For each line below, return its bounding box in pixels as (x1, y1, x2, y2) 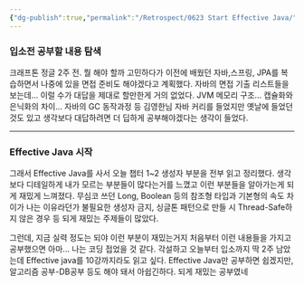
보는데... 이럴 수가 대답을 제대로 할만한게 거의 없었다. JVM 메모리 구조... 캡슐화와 (9, 90, 294, 100)
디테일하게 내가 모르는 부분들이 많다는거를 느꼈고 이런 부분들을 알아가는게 (25, 179, 285, 190)
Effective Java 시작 (9, 146, 93, 158)
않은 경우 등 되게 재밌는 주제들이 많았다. (18, 214, 159, 224)
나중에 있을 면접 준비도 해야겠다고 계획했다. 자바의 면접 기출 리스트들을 (40, 78, 290, 89)
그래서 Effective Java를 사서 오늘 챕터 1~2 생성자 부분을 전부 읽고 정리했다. (9, 168, 275, 179)
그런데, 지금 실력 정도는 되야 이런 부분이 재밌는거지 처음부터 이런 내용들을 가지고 (9, 233, 292, 243)
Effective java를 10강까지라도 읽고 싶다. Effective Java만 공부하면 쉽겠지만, (25, 255, 294, 266)
